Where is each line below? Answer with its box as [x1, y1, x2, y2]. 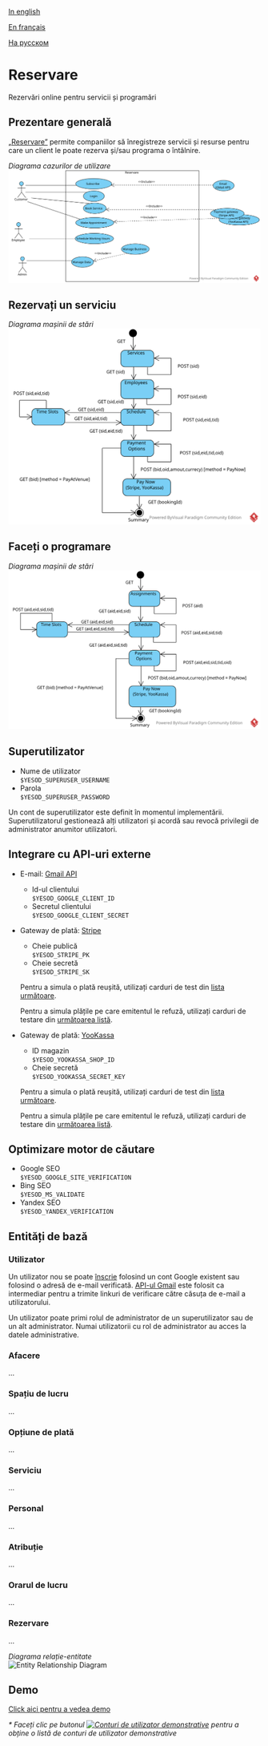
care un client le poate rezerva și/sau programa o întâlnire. [8, 145, 201, 155]
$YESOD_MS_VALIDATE [19, 1190, 86, 1199]
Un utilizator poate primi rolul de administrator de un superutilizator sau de [8, 1313, 254, 1323]
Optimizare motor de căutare [8, 1142, 155, 1157]
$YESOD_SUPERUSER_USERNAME [19, 776, 110, 784]
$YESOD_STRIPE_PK [31, 951, 90, 959]
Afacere [8, 1350, 41, 1361]
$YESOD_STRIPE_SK [31, 968, 90, 976]
